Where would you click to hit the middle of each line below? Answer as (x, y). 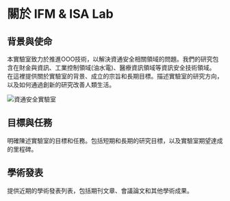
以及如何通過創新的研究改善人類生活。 (61, 85)
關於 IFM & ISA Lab (61, 14)
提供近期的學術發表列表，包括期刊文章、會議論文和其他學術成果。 (100, 190)
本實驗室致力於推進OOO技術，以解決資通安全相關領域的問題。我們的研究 (110, 59)
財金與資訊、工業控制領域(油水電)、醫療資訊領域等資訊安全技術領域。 (117, 68)
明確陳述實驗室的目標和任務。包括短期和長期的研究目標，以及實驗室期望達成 (115, 140)
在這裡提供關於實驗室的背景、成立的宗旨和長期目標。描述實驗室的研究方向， (115, 76)
